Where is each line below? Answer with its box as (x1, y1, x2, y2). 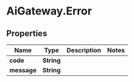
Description (66, 46, 102, 54)
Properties (6, 28, 48, 39)
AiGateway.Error (6, 4, 93, 18)
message (9, 66, 37, 74)
